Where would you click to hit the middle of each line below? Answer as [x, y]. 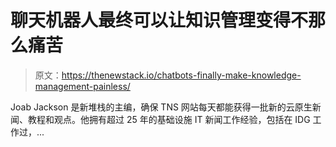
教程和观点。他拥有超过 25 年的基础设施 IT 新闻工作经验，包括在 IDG [169, 119]
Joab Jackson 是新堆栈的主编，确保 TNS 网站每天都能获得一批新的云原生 [161, 107]
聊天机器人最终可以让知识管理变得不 [159, 20]
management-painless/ [82, 86]
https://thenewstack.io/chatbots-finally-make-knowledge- [181, 75]
